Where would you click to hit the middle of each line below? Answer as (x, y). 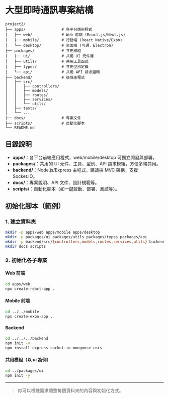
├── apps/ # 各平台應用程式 (49, 29)
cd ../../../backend (27, 338)
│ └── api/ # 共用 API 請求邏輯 (53, 72)
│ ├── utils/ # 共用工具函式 (47, 61)
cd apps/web (18, 284)
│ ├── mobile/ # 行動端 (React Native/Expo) (64, 40)
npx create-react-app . (30, 289)
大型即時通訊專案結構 (50, 10)
